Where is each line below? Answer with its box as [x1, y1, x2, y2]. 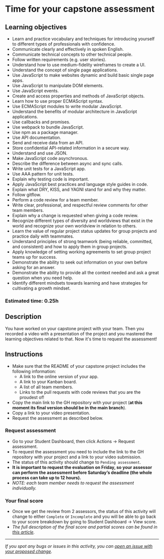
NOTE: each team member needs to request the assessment [12, 480, 134, 486]
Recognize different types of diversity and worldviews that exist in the [12, 218, 153, 224]
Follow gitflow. [12, 192, 41, 198]
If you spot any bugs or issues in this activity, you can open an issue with [5, 543, 153, 549]
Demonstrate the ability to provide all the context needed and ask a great [12, 270, 159, 275]
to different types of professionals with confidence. [12, 41, 116, 47]
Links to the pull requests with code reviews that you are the [19, 389, 141, 395]
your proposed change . [5, 549, 53, 555]
